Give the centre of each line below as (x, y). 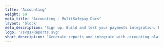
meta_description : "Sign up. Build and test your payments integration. (81, 28)
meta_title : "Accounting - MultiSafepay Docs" (53, 19)
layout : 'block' (21, 23)
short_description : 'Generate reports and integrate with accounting (77, 37)
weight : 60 (16, 14)
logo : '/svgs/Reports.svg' (32, 32)
